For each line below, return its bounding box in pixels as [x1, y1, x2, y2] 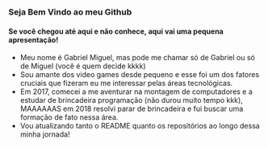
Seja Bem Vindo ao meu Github [8, 6, 132, 18]
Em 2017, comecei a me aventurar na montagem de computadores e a [19, 87, 253, 96]
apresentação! [8, 35, 59, 44]
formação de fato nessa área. [19, 112, 119, 122]
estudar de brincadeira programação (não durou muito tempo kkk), [19, 96, 244, 105]
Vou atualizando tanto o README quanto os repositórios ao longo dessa [19, 121, 260, 131]
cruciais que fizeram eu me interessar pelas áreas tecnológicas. [19, 79, 233, 88]
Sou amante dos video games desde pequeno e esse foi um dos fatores [19, 70, 260, 80]
